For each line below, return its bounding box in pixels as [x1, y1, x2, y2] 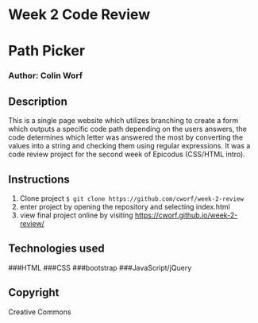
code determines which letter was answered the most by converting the [8, 133, 244, 142]
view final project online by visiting [19, 210, 133, 220]
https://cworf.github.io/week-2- [134, 210, 238, 220]
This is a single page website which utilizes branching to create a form [8, 116, 239, 125]
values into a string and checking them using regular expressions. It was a [8, 141, 251, 151]
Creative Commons [8, 307, 71, 317]
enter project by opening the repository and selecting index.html [19, 202, 230, 211]
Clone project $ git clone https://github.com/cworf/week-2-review [19, 193, 245, 203]
